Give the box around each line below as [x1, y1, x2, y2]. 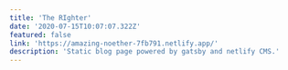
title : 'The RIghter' [9, 13, 92, 23]
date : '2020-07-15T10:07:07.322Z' [9, 22, 142, 31]
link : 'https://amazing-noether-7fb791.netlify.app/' [9, 38, 219, 48]
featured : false [9, 30, 71, 39]
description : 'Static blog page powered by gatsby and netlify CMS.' [9, 47, 281, 56]
